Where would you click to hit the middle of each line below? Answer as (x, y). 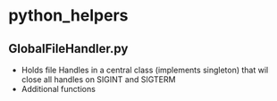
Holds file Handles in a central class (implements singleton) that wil (145, 70)
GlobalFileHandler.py (68, 49)
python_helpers (68, 16)
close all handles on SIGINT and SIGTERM (98, 80)
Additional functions (58, 89)
